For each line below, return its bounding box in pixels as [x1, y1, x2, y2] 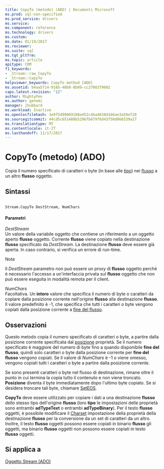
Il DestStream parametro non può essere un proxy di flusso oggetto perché [5, 266, 158, 272]
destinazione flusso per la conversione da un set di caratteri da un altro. [5, 415, 151, 421]
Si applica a [5, 445, 41, 454]
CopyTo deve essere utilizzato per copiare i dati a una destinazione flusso [5, 395, 155, 401]
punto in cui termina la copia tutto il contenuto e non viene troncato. [5, 375, 142, 381]
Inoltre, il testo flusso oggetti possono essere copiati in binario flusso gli [5, 421, 152, 427]
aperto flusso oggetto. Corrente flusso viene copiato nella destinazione [5, 236, 150, 242]
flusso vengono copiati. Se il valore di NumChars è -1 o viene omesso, [5, 355, 147, 361]
